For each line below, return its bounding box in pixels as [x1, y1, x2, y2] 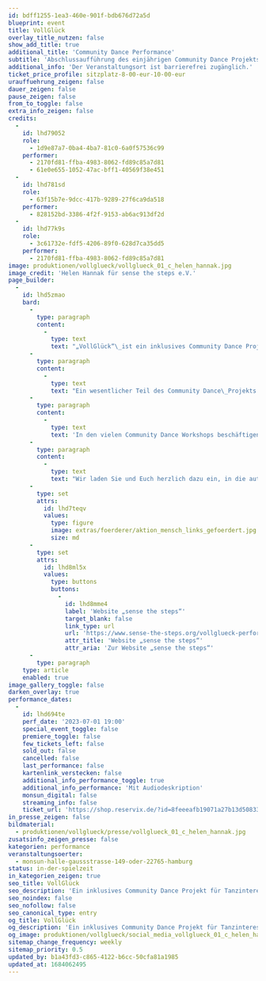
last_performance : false [22, 762, 104, 770]
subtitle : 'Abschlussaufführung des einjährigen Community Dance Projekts [8, 56, 260, 64]
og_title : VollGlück [8, 916, 77, 924]
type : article [22, 666, 69, 674]
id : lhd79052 [22, 129, 66, 137]
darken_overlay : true [8, 688, 80, 696]
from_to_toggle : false [8, 100, 83, 108]
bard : [22, 298, 41, 306]
